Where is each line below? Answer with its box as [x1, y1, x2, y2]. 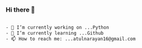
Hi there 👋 [5, 5, 36, 14]
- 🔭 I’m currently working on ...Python [5, 24, 110, 31]
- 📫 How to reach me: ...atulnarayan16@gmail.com [5, 36, 136, 42]
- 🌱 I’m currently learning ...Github [5, 30, 104, 36]
